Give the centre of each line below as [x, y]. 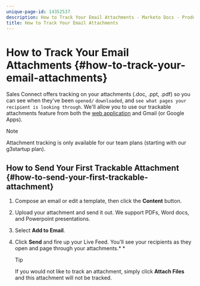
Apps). [14, 119]
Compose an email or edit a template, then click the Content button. [98, 201]
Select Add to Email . [40, 230]
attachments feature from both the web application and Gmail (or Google [95, 113]
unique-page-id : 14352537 [38, 12]
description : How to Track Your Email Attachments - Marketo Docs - [93, 17]
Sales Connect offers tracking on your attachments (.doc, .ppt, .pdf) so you [98, 94]
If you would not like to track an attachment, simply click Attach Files [99, 272]
